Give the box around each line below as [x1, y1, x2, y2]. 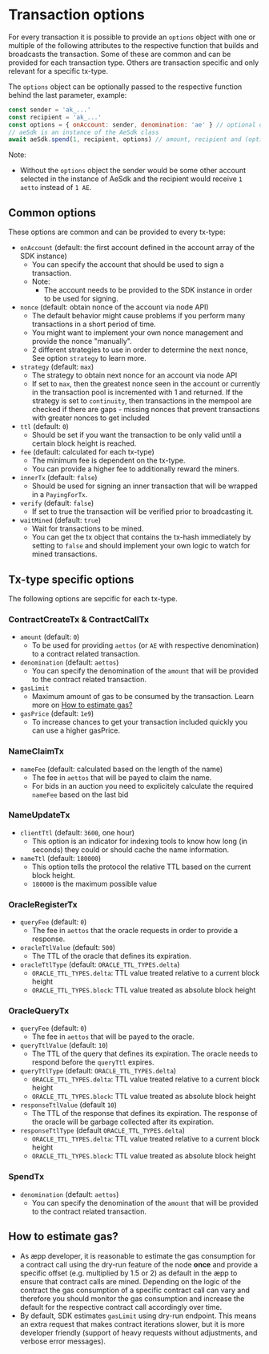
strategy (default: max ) [19, 362, 94, 372]
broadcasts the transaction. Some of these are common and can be [8, 49, 231, 59]
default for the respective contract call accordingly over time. [19, 1302, 223, 1312]
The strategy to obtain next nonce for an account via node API [31, 370, 238, 380]
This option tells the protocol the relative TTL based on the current [31, 862, 251, 871]
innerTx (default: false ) [19, 473, 98, 483]
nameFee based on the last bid [31, 790, 129, 799]
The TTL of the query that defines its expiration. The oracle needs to [31, 1049, 259, 1059]
